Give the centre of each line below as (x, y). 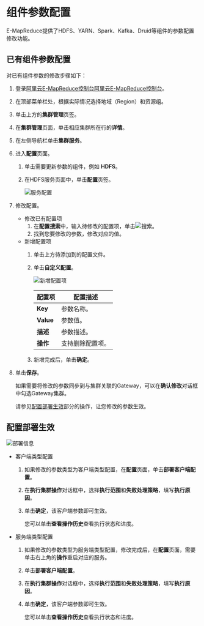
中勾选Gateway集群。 (42, 393)
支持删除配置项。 (86, 343)
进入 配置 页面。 (34, 153)
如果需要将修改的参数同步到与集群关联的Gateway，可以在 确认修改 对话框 (107, 386)
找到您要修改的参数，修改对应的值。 (79, 234)
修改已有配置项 (43, 218)
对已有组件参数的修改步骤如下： (46, 75)
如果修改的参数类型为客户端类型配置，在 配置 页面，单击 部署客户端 (107, 469)
